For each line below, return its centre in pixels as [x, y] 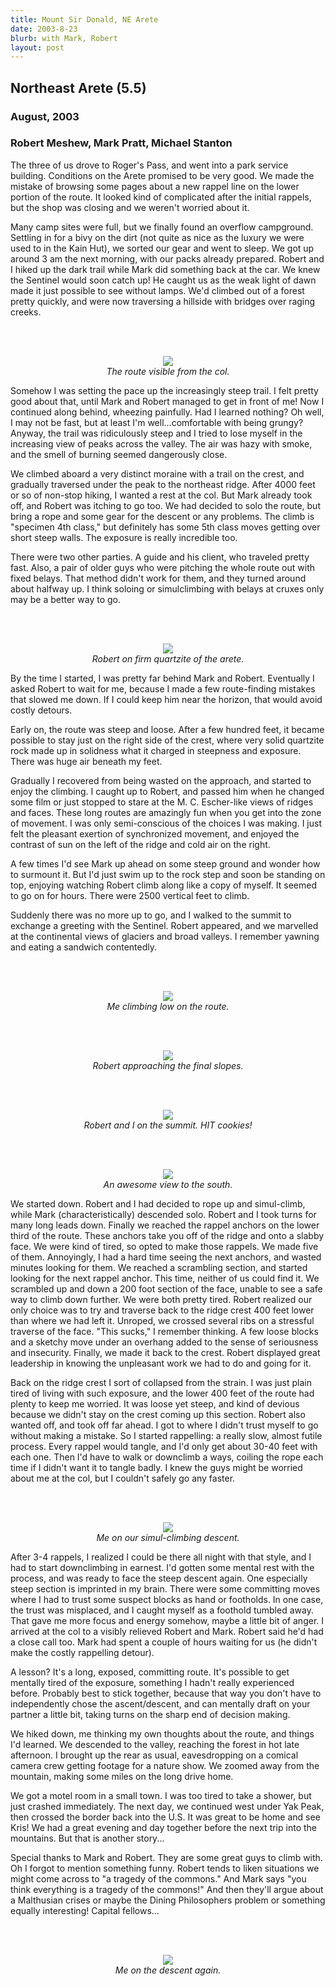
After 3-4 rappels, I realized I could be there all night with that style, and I [161, 1557]
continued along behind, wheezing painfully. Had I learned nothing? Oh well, [167, 412]
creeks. [26, 312]
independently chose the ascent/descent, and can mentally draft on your [160, 1703]
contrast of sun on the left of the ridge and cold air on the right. [140, 844]
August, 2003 [45, 116]
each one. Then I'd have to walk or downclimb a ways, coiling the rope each [167, 1457]
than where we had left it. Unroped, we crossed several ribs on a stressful [162, 1320]
